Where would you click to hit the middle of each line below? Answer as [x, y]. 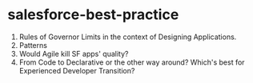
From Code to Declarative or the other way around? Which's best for [132, 62]
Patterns [33, 45]
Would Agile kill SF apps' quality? [74, 53]
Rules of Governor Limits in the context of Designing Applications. [128, 37]
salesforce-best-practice [93, 15]
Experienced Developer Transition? [77, 70]
